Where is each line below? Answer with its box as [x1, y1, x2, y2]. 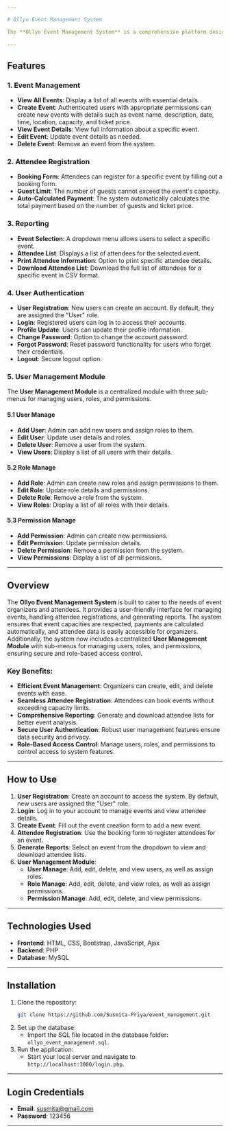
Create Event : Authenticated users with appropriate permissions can [16, 104, 212, 112]
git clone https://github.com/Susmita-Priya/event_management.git [16, 1011, 211, 1018]
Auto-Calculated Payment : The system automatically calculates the [16, 194, 210, 203]
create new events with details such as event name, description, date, [16, 111, 214, 119]
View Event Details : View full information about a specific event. [16, 125, 200, 134]
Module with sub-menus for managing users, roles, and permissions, [7, 641, 202, 650]
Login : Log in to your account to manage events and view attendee [16, 806, 207, 814]
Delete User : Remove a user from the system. [16, 440, 146, 448]
